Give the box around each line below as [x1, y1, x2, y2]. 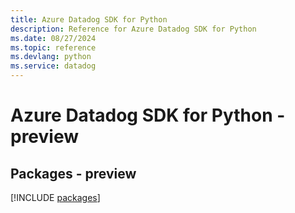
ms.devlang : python [10, 52, 92, 62]
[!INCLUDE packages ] [10, 192, 101, 203]
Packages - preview [10, 165, 137, 182]
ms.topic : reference [10, 42, 97, 53]
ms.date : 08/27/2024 [10, 33, 97, 43]
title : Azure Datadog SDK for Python [10, 14, 168, 25]
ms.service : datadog [10, 61, 97, 71]
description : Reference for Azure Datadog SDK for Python [10, 24, 257, 34]
